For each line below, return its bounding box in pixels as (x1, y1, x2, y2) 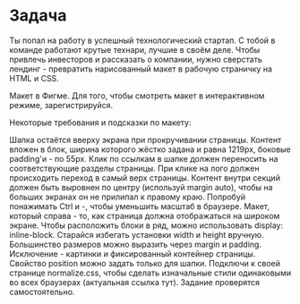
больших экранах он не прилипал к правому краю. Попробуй (9, 191, 246, 202)
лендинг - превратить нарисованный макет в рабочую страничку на (9, 63, 273, 74)
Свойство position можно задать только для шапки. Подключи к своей (9, 258, 280, 268)
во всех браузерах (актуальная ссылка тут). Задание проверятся (9, 276, 261, 287)
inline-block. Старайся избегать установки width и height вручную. (9, 229, 264, 240)
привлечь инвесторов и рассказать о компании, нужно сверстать (9, 54, 262, 64)
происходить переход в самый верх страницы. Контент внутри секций (9, 172, 280, 183)
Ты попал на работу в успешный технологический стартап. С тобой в (9, 35, 276, 46)
